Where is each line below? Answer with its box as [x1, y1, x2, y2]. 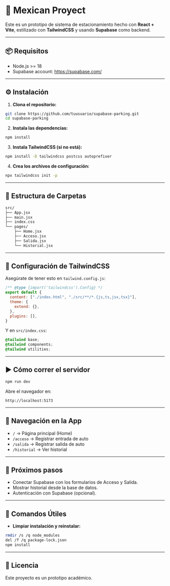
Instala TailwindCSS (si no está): [12, 144, 82, 150]
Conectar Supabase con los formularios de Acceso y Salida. [12, 479, 138, 485]
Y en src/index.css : [5, 327, 47, 333]
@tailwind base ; [5, 337, 39, 343]
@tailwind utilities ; [5, 347, 51, 352]
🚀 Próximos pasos [5, 466, 63, 474]
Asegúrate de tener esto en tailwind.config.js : [5, 275, 106, 282]
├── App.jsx [5, 210, 30, 215]
